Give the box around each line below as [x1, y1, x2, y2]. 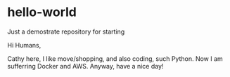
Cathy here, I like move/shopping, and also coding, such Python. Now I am [7, 54, 223, 63]
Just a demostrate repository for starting [7, 27, 125, 36]
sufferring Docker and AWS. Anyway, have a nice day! [7, 62, 164, 70]
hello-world [7, 4, 77, 20]
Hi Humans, [7, 41, 41, 49]
